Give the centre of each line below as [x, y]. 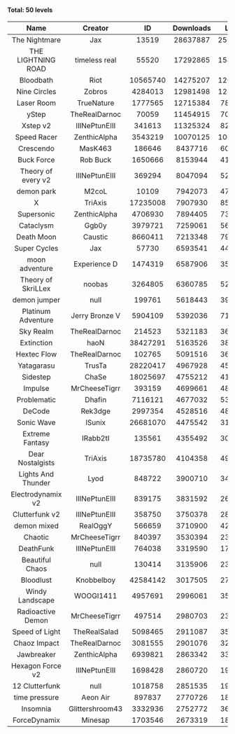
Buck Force [36, 160]
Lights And [36, 474]
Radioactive [36, 611]
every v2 [36, 180]
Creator [96, 28]
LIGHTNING [36, 60]
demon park [36, 191]
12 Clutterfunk [36, 686]
